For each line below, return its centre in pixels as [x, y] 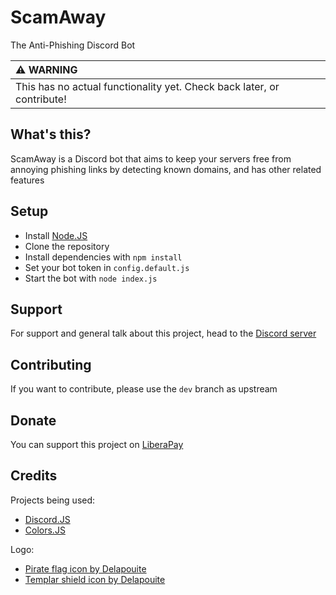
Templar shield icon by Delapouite [95, 579]
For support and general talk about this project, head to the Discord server [163, 333]
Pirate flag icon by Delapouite [85, 568]
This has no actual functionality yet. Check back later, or [147, 86]
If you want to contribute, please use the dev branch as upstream [144, 389]
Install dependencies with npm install [103, 257]
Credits [34, 476]
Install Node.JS [56, 235]
